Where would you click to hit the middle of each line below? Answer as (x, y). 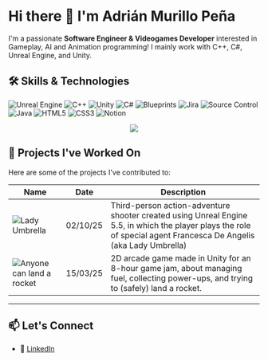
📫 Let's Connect (51, 326)
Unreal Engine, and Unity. (50, 55)
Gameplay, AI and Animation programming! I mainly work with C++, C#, (126, 46)
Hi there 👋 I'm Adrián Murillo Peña (122, 16)
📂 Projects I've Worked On (75, 153)
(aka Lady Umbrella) (149, 245)
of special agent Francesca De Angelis (183, 235)
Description (183, 192)
